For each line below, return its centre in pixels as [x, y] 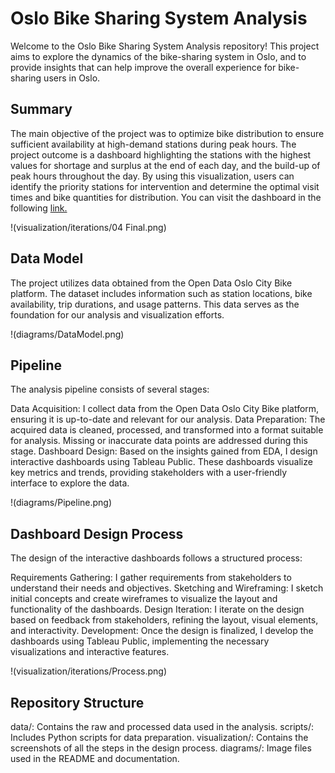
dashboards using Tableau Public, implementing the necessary [140, 641]
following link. [39, 208]
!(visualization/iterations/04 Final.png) [88, 227]
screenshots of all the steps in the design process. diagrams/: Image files [161, 748]
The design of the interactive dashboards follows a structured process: [156, 558]
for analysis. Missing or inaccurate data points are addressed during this [159, 441]
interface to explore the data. [70, 483]
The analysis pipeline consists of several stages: [110, 389]
